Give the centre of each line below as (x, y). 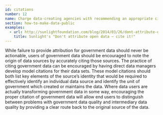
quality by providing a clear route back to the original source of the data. (77, 107)
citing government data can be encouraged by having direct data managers (81, 66)
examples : (15, 28)
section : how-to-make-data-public (40, 23)
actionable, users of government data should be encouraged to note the (77, 55)
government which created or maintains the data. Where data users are (76, 86)
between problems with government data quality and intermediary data (76, 102)
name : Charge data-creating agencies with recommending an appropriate (79, 18)
